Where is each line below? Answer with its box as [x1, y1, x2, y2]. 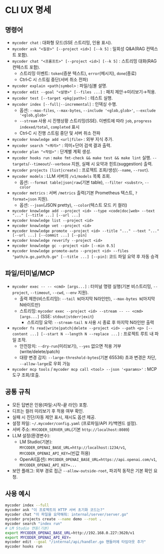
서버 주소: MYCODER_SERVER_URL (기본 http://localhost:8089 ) [12, 426, 130, 432]
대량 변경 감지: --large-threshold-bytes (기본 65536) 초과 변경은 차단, [19, 354, 157, 360]
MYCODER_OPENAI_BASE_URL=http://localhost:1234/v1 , [19, 444, 126, 450]
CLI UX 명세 [5, 4, 51, 16]
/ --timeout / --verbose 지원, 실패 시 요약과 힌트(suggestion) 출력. [27, 161, 153, 166]
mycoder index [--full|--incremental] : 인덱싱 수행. [12, 101, 117, 107]
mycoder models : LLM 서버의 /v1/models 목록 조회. [12, 173, 111, 179]
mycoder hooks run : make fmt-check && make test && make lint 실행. [12, 155, 152, 161]
